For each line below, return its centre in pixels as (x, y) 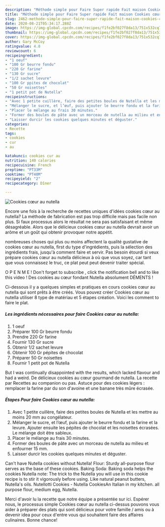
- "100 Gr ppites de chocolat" (37, 83)
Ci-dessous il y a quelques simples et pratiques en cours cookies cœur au (80, 287)
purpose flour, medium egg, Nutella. (41, 489)
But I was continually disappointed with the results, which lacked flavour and (82, 372)
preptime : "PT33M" (24, 170)
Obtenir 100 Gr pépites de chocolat (48, 352)
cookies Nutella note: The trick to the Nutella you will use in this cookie (77, 474)
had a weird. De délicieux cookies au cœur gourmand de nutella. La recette (81, 378)
